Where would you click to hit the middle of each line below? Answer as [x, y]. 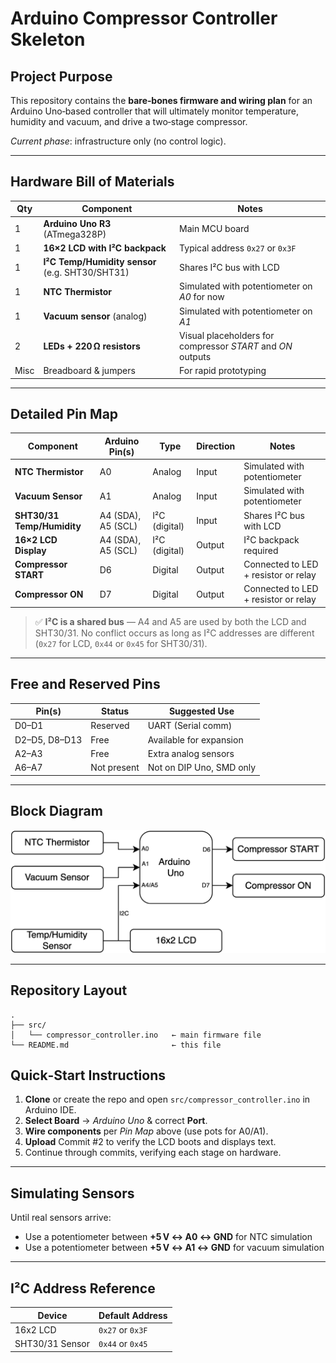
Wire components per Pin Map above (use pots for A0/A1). [146, 1131]
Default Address [133, 1315]
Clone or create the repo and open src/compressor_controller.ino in [167, 1099]
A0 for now [202, 297]
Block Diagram [56, 811]
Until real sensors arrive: [61, 1218]
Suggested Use [201, 711]
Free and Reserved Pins [85, 684]
